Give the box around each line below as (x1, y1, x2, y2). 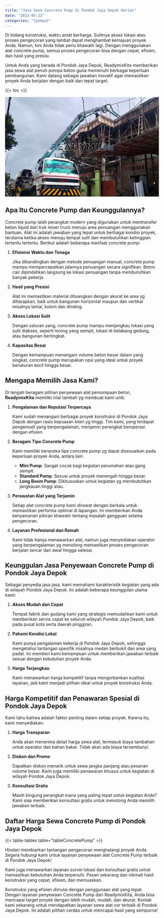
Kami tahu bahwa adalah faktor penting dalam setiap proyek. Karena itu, (5, 715, 150, 721)
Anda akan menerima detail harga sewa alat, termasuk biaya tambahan (12, 739, 155, 745)
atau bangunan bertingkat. (12, 333, 66, 339)
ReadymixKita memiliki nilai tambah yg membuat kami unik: (5, 395, 125, 400)
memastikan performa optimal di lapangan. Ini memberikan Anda (12, 507, 143, 513)
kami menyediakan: (5, 720, 44, 726)
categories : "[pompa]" (5, 18, 51, 23)
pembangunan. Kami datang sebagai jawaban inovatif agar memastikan (5, 73, 149, 79)
